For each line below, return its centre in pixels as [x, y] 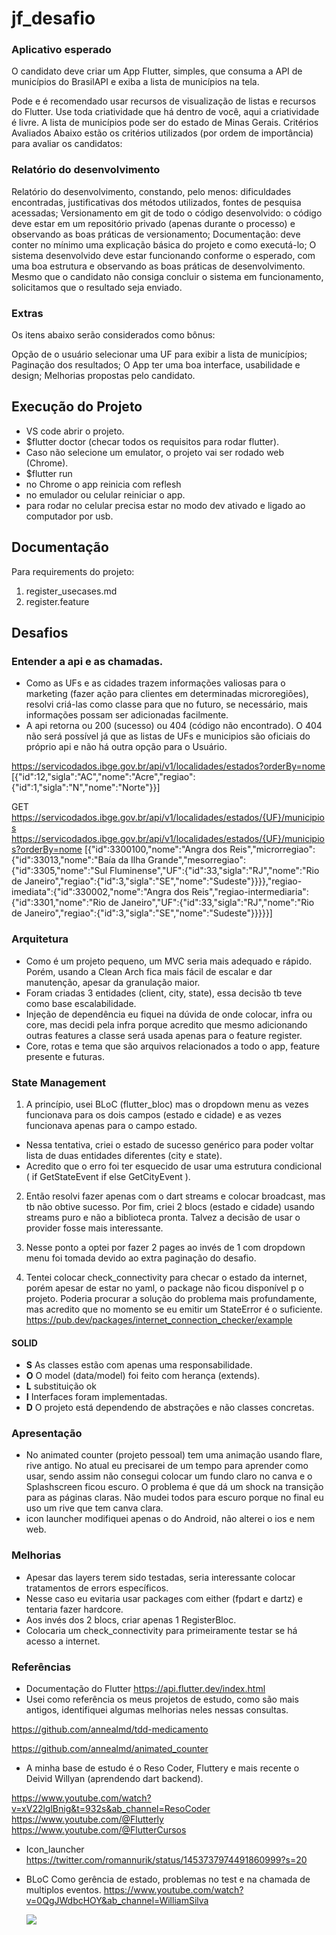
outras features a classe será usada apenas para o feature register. [164, 1035]
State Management [59, 1082]
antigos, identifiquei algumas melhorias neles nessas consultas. [157, 1710]
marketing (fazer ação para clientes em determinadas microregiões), [167, 694]
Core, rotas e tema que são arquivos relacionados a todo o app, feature [173, 1046]
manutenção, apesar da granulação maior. [113, 982]
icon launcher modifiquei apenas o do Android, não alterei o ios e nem [170, 1519]
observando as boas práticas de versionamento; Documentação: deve [156, 234]
